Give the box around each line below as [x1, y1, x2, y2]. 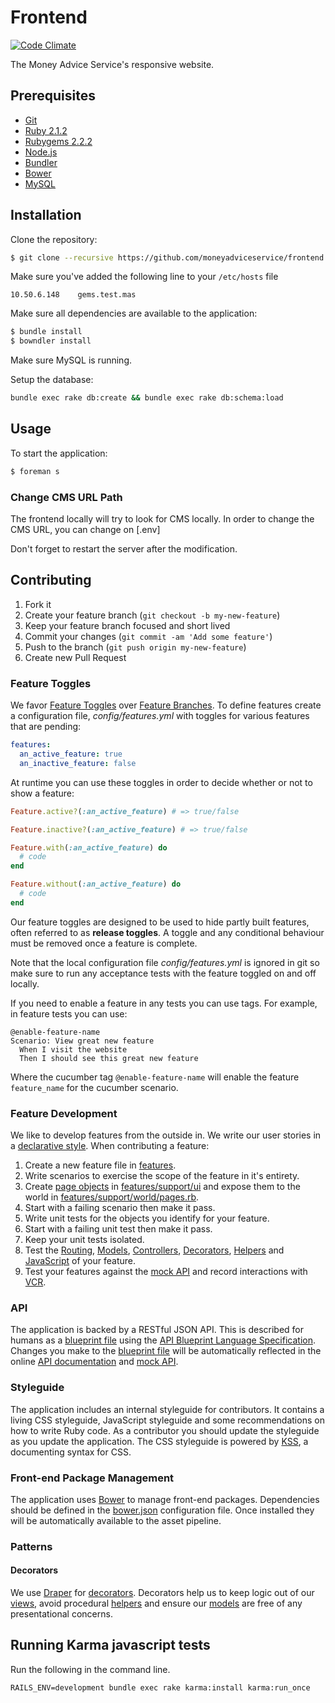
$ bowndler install [10, 336, 92, 346]
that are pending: [10, 721, 82, 733]
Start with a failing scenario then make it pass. [24, 1202, 216, 1214]
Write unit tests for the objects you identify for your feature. [24, 1212, 270, 1225]
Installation [10, 207, 82, 224]
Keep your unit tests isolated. [24, 1234, 145, 1246]
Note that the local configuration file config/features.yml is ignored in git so [10, 956, 320, 968]
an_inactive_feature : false [19, 758, 137, 768]
